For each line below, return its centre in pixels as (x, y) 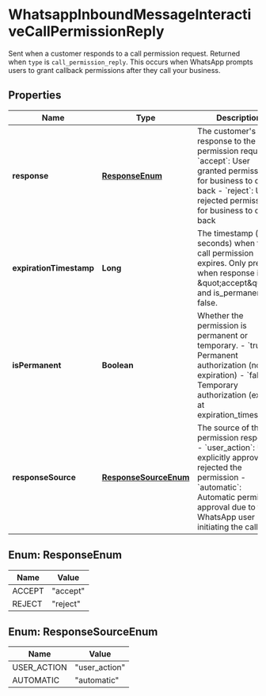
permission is (222, 325)
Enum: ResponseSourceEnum (83, 631)
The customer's (226, 131)
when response (226, 273)
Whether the (220, 315)
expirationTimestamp (53, 267)
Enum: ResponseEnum (65, 555)
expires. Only (222, 263)
